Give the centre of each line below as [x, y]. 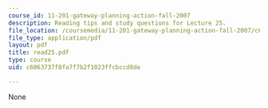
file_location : [33, 30]
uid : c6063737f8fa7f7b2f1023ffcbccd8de [75, 67]
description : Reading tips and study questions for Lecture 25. [117, 23]
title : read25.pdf [39, 52]
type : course [30, 60]
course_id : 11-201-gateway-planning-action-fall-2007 [100, 15]
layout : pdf [28, 45]
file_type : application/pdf [55, 38]
